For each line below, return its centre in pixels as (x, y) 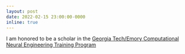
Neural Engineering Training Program (51, 45)
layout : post (22, 11)
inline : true (22, 22)
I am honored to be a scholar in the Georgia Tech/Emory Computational (92, 39)
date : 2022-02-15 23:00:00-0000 (46, 17)
